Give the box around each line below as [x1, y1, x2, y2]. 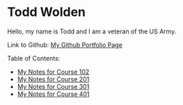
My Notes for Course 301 [17, 82, 90, 90]
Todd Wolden [7, 4, 86, 20]
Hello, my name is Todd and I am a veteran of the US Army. [7, 27, 177, 35]
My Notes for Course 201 [17, 74, 90, 83]
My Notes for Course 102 [17, 67, 90, 76]
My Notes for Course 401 [17, 90, 90, 98]
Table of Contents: [7, 54, 61, 63]
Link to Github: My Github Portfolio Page [7, 40, 123, 49]
